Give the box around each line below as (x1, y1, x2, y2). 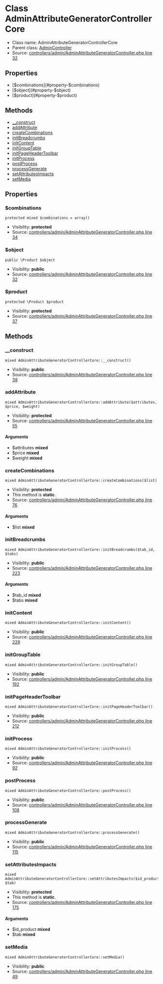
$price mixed (12, 450, 39, 456)
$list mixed (12, 524, 35, 530)
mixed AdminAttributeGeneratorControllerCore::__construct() (5, 358, 131, 363)
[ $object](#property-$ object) (12, 87, 71, 93)
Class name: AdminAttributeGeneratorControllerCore (12, 39, 118, 45)
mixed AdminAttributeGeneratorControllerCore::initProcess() (5, 746, 131, 751)
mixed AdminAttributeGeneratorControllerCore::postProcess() (5, 788, 131, 793)
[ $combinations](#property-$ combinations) (12, 82, 100, 88)
